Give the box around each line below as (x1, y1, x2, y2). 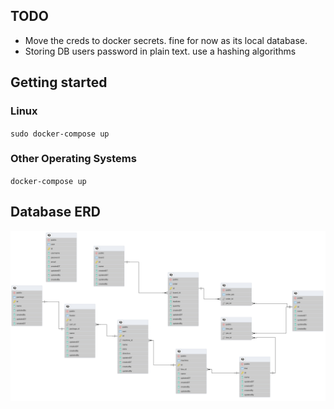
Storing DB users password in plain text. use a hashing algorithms (24, 45, 297, 57)
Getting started (10, 74, 108, 91)
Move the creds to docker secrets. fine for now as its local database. (24, 34, 308, 46)
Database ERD (10, 204, 101, 221)
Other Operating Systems (10, 152, 137, 166)
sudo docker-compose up (10, 129, 110, 139)
